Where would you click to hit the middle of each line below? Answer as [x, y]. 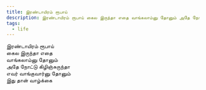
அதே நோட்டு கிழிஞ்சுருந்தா [38, 67]
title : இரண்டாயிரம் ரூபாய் [37, 12]
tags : [13, 23]
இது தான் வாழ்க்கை [29, 80]
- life [20, 29]
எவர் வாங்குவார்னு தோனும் [39, 74]
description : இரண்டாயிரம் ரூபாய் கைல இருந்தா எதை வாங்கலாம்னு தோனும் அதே [98, 18]
